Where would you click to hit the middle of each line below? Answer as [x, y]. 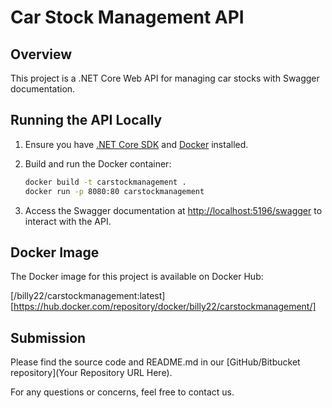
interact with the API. [68, 221]
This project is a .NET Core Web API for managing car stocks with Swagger [165, 78]
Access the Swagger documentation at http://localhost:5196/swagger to [173, 210]
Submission [48, 337]
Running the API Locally [86, 120]
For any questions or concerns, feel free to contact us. [122, 392]
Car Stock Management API [127, 17]
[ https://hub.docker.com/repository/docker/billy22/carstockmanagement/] [163, 307]
